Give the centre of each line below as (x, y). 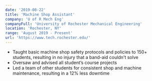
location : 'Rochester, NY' (33, 28)
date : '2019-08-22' (26, 10)
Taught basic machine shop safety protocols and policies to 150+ (80, 52)
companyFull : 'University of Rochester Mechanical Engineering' (74, 24)
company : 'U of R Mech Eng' (35, 19)
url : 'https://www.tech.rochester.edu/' (48, 38)
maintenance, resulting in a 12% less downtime (61, 73)
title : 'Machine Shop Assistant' (40, 14)
